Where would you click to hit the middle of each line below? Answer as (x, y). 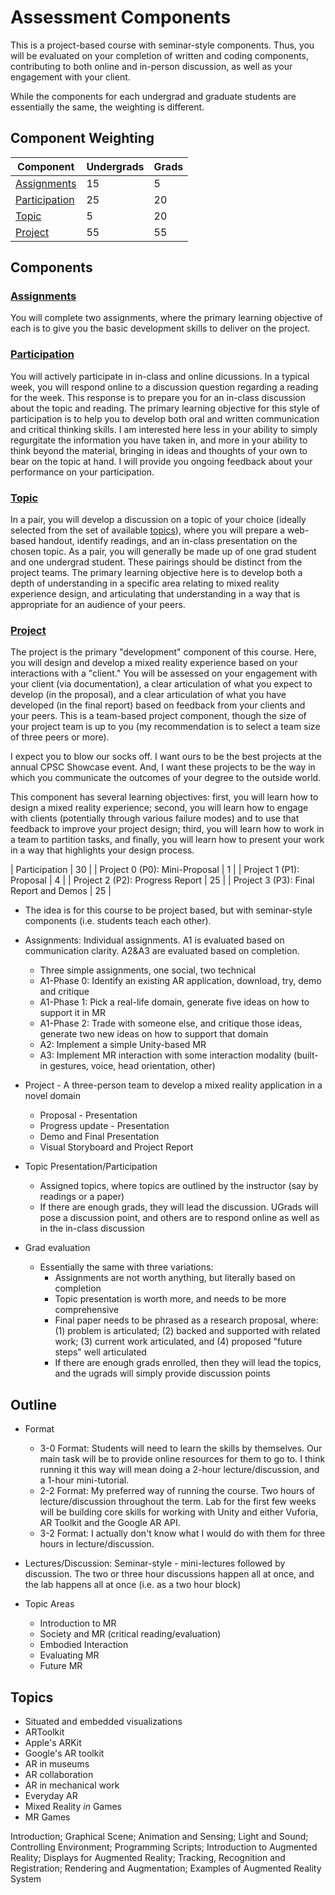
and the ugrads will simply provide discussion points (162, 1373)
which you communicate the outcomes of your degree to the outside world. (166, 778)
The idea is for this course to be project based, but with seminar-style (168, 910)
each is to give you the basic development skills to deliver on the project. (160, 328)
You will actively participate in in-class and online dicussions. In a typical (160, 376)
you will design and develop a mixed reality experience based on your (154, 663)
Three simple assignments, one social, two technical (148, 970)
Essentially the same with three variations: (126, 1267)
